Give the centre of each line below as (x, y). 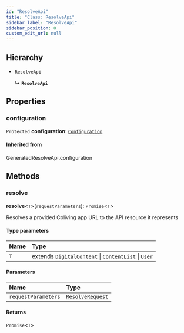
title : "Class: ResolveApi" (41, 17)
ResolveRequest (87, 296)
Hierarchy (25, 57)
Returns (16, 312)
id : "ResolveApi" (27, 11)
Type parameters (28, 231)
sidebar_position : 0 (31, 28)
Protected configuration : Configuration (54, 131)
